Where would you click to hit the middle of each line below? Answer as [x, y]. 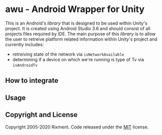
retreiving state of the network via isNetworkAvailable [68, 54]
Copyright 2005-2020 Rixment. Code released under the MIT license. [77, 127]
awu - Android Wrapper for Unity [75, 9]
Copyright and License [41, 115]
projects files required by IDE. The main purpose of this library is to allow [80, 34]
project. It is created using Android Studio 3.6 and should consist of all [78, 28]
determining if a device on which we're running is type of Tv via [78, 59]
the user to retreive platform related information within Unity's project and [81, 39]
